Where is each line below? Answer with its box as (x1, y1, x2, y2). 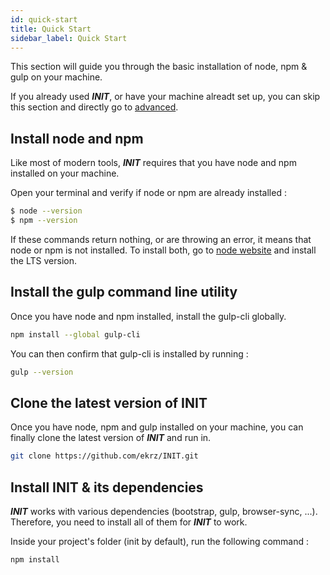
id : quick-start (10, 14, 78, 25)
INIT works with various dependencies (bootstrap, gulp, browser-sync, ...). (10, 506, 318, 517)
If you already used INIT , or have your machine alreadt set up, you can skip (10, 91, 321, 103)
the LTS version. (10, 254, 77, 266)
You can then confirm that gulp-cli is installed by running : (10, 347, 249, 360)
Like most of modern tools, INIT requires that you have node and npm (10, 157, 297, 169)
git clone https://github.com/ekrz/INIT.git (10, 451, 199, 461)
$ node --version (10, 206, 83, 216)
